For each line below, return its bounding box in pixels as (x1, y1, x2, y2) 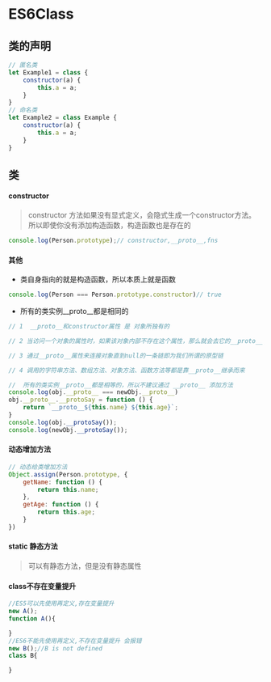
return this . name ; (37, 485, 99, 493)
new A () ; (8, 608, 38, 616)
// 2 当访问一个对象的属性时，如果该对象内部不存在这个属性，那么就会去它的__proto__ (8, 337, 264, 345)
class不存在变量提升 (8, 581, 77, 591)
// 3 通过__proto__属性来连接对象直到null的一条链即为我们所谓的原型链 (8, 351, 224, 360)
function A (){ (8, 614, 56, 623)
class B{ (8, 652, 38, 660)
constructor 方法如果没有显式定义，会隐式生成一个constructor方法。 (27, 210, 256, 220)
